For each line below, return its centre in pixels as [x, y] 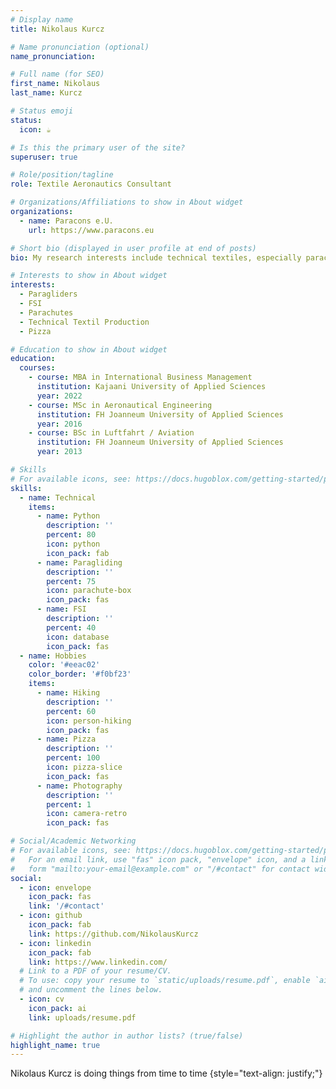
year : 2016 [59, 424]
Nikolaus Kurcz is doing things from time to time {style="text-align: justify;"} [166, 1073]
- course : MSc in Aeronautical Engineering [120, 405]
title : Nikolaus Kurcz [57, 29]
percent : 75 [71, 581]
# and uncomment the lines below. [91, 990]
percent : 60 [71, 711]
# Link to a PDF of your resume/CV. [95, 971]
